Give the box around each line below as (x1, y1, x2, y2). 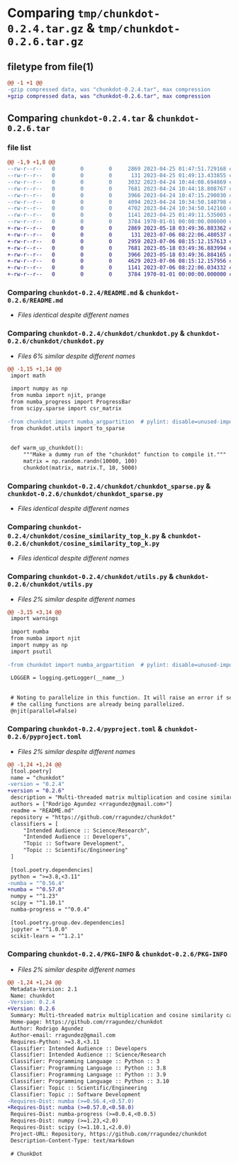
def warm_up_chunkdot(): (10, 444, 84, 451)
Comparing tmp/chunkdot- (7, 5, 161, 21)
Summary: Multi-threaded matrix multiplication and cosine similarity (10, 1012, 223, 1019)
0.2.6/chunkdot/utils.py (7, 580, 93, 589)
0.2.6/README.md (7, 296, 64, 304)
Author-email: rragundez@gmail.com (10, 1031, 115, 1039)
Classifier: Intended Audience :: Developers (10, 1045, 147, 1052)
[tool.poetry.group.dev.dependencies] (10, 919, 125, 926)
